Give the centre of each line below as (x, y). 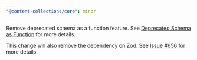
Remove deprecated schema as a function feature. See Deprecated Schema (98, 28)
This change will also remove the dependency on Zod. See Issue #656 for (96, 45)
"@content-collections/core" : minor (51, 11)
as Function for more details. (41, 34)
